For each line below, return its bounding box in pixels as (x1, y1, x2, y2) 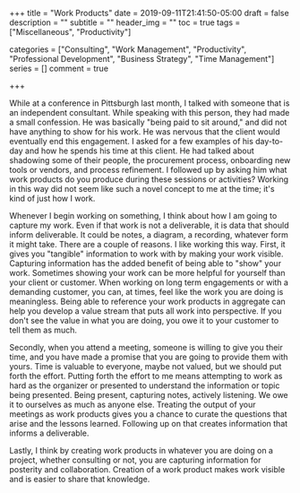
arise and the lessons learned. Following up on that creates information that (9, 419, 288, 428)
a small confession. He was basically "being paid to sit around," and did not (9, 117, 287, 127)
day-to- (254, 136, 284, 146)
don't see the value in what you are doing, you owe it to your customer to (9, 316, 279, 325)
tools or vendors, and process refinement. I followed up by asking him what (9, 165, 287, 175)
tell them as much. (9, 324, 78, 335)
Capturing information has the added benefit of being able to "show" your (9, 258, 282, 268)
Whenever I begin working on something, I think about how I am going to (9, 211, 278, 221)
